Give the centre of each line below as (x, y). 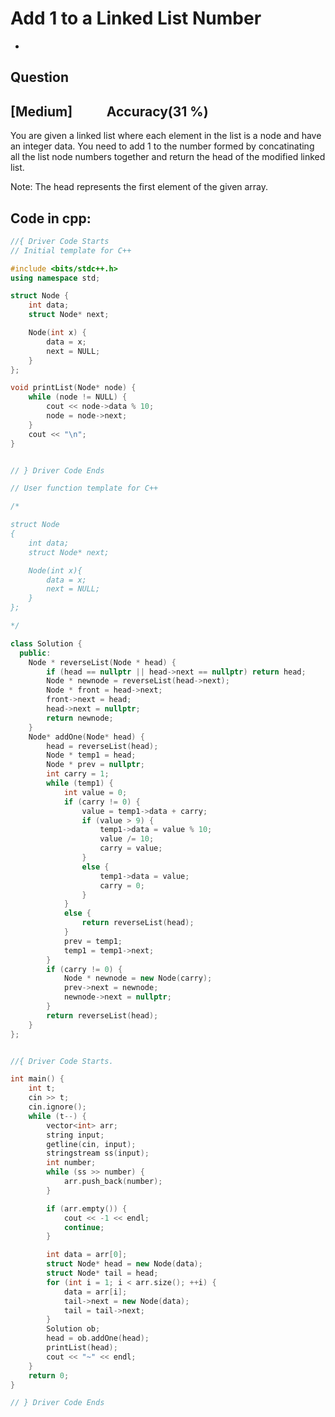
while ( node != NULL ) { (78, 397)
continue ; (84, 1227)
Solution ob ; (73, 1329)
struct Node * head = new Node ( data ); (124, 1264)
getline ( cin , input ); (91, 1144)
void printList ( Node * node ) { (73, 388)
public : (35, 653)
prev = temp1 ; (93, 941)
